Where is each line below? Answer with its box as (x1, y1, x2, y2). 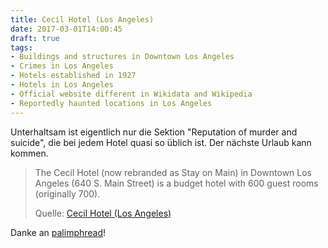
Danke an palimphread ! (10, 226, 107, 238)
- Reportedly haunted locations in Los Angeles (10, 98, 213, 108)
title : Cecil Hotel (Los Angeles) (10, 14, 155, 25)
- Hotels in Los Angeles (10, 80, 114, 90)
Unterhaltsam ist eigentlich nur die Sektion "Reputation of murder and (10, 126, 298, 138)
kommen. (10, 147, 49, 159)
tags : (10, 42, 33, 53)
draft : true (10, 33, 60, 43)
